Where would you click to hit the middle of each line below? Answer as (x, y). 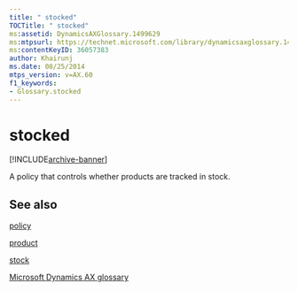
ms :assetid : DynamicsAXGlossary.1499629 (85, 34)
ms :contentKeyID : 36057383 (59, 50)
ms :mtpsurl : (31, 42)
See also (33, 204)
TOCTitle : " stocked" (49, 26)
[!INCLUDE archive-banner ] (59, 159)
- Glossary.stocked (45, 91)
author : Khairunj (41, 58)
